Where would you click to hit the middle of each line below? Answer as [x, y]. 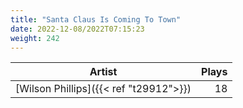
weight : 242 [35, 38]
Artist [103, 72]
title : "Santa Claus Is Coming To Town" [96, 19]
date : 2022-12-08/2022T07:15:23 [77, 29]
